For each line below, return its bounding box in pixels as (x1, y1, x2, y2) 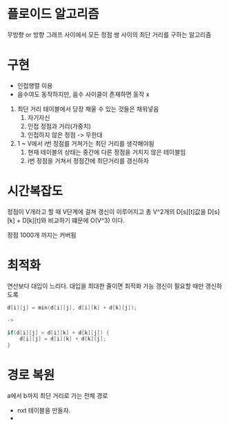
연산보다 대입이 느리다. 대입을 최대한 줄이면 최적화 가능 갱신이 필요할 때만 (7, 281, 204, 290)
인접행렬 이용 (17, 81, 53, 90)
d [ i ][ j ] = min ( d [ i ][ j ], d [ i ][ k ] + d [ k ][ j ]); (7, 304, 138, 311)
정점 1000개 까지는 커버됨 (7, 231, 77, 239)
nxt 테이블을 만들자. (17, 406, 71, 415)
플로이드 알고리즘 (7, 6, 99, 22)
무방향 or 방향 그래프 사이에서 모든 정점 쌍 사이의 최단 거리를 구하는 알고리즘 (7, 30, 212, 39)
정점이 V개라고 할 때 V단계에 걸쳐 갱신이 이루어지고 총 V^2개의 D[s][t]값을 (7, 207, 206, 216)
